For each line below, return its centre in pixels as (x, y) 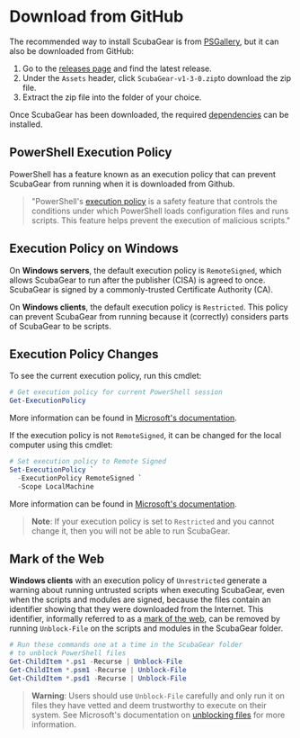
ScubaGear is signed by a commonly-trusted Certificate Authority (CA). (141, 289)
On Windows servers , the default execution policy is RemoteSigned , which (146, 270)
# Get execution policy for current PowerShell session (116, 392)
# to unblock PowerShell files (68, 653)
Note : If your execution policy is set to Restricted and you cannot (153, 521)
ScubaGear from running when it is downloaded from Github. (122, 184)
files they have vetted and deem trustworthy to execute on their (149, 705)
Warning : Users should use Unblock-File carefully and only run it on (158, 696)
